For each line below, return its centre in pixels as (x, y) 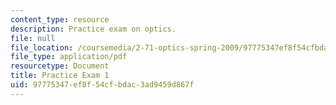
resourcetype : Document (60, 66)
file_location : (42, 47)
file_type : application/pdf (69, 57)
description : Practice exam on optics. (93, 29)
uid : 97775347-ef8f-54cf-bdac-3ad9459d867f (102, 85)
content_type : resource (60, 19)
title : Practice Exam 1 (60, 76)
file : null (33, 38)
